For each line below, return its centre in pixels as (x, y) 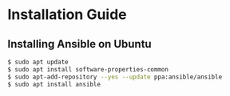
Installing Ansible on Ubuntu (80, 44)
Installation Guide (67, 15)
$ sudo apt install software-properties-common (88, 69)
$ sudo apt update (38, 62)
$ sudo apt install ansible (54, 84)
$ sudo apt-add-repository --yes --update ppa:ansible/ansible (115, 77)
